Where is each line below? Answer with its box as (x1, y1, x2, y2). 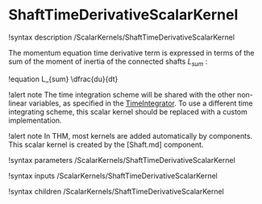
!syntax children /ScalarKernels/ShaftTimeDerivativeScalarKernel (8, 186, 224, 196)
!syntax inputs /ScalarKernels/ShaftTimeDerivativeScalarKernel (8, 171, 218, 181)
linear (8, 98, 27, 108)
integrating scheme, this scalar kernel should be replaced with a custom (8, 106, 247, 116)
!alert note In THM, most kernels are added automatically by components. (8, 131, 253, 140)
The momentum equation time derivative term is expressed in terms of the (8, 48, 256, 57)
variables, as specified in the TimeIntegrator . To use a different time (28, 98, 253, 108)
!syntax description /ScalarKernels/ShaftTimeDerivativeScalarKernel (8, 32, 235, 42)
